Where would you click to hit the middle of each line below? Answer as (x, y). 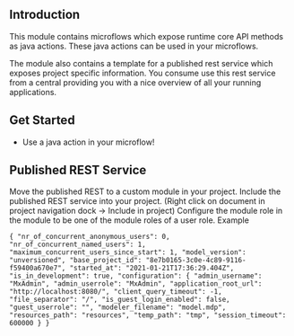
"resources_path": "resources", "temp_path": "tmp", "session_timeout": (148, 315)
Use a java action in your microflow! (88, 142)
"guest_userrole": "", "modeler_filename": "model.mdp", (118, 308)
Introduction (45, 15)
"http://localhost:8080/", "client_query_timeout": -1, (116, 292)
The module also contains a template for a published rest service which (141, 63)
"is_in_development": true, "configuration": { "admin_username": (136, 276)
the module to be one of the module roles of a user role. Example (129, 220)
